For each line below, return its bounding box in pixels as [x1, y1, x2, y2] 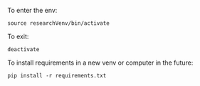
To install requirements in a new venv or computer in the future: [7, 58, 194, 67]
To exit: [7, 32, 29, 41]
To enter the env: [7, 6, 58, 14]
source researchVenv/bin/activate [7, 20, 110, 27]
